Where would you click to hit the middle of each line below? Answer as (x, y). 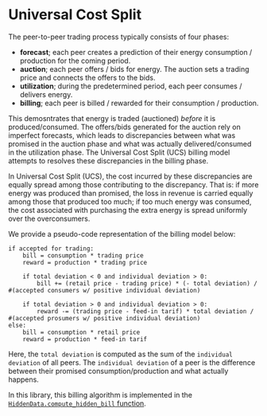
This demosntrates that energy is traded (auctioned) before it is (112, 118)
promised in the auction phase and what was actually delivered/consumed (130, 143)
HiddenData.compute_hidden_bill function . (77, 403)
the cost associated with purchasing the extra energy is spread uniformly (128, 210)
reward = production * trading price (85, 262)
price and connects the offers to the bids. (87, 77)
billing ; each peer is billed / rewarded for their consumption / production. (139, 103)
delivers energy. (46, 94)
